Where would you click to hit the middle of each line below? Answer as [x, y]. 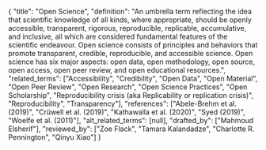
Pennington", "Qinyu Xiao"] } [55, 137]
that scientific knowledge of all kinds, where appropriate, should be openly [130, 20]
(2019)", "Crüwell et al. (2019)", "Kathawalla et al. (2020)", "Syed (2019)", [127, 112]
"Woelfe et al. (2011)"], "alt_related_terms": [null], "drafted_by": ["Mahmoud [131, 120]
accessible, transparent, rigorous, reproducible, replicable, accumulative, [127, 28]
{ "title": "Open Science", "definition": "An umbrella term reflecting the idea [130, 11]
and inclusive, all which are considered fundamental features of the [118, 36]
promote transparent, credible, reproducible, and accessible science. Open [131, 53]
